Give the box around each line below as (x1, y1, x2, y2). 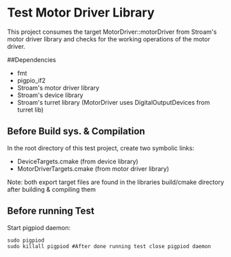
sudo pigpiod (7, 236, 45, 244)
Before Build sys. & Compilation (7, 125, 145, 137)
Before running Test (7, 205, 94, 217)
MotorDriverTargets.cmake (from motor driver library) (17, 164, 170, 173)
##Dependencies (7, 55, 57, 63)
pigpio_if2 (17, 76, 46, 84)
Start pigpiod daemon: (7, 223, 71, 232)
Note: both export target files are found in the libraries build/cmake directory (7, 178, 224, 186)
